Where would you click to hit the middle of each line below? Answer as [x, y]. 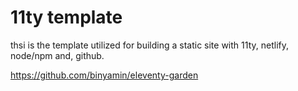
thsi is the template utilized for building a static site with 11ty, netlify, [149, 45]
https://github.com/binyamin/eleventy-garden [104, 75]
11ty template [66, 17]
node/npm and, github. [57, 55]
